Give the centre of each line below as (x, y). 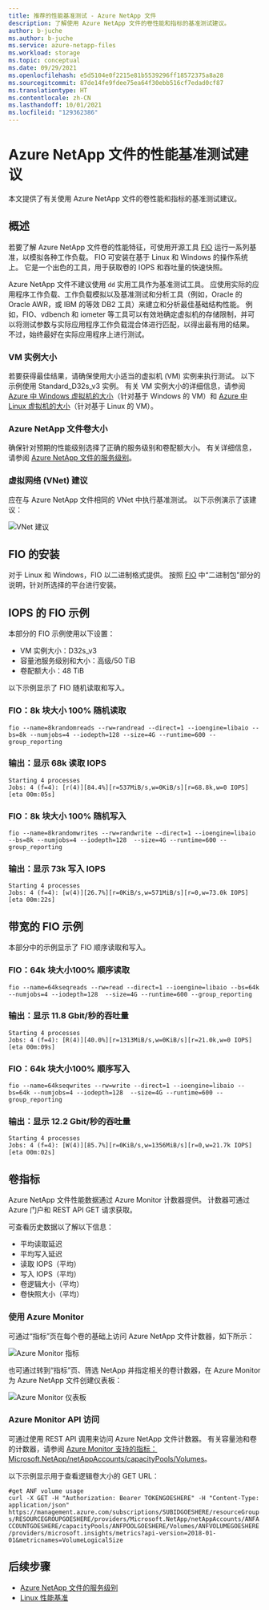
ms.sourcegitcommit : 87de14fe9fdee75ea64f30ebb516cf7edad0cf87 (116, 83)
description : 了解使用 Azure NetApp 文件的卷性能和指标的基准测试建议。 (119, 23)
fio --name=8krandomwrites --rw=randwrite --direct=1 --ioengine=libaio (132, 833)
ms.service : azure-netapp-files (62, 46)
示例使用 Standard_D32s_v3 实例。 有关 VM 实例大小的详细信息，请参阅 (127, 386)
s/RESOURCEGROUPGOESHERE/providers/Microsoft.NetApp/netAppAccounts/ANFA (134, 1519)
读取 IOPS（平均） (50, 1264)
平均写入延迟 (41, 1254)
